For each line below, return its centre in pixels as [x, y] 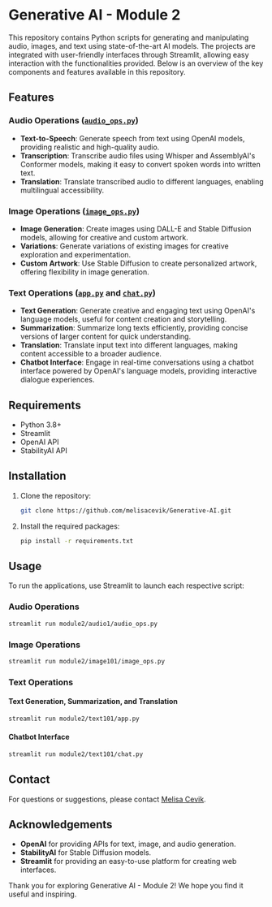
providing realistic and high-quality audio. [90, 147]
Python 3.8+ [41, 425]
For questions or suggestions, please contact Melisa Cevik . [107, 799]
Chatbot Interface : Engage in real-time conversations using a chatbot [137, 362]
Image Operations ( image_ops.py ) [74, 211]
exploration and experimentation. [76, 254]
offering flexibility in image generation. [84, 272]
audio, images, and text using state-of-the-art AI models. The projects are [132, 45]
